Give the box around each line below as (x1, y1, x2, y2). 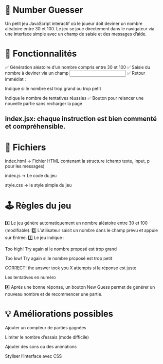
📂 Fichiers (5, 142, 46, 153)
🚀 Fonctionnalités (5, 48, 77, 59)
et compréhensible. (5, 122, 66, 131)
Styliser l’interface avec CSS (5, 353, 62, 359)
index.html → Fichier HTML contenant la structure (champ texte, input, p (5, 158, 150, 164)
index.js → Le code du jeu (5, 173, 57, 179)
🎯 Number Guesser (5, 4, 84, 16)
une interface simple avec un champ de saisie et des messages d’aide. (5, 31, 147, 37)
